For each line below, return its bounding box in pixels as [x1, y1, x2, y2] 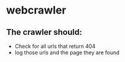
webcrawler [6, 4, 67, 17]
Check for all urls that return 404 [14, 43, 96, 50]
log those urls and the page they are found [14, 49, 120, 56]
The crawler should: [6, 27, 82, 37]
